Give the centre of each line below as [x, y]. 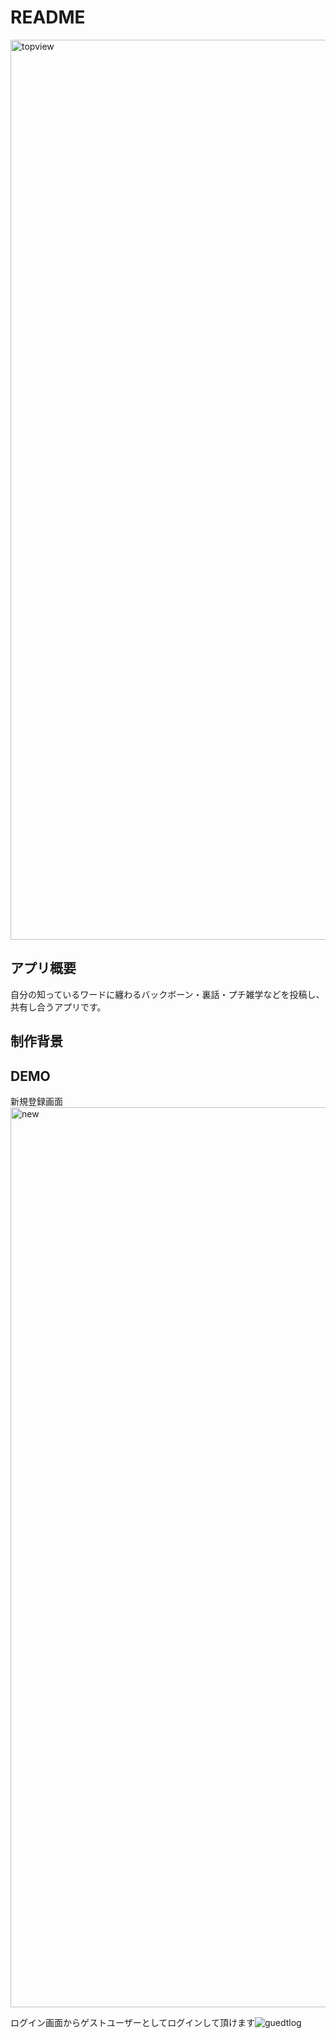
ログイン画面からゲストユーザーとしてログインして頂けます [132, 2022]
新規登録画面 [36, 1101]
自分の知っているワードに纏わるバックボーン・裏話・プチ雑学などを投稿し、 [167, 994]
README [48, 17]
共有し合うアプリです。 [58, 1007]
